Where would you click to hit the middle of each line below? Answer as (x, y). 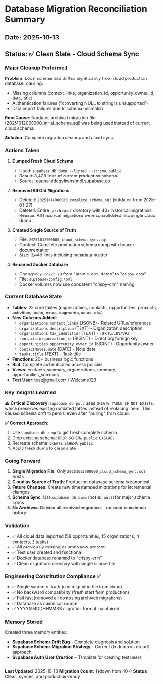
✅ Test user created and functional (47, 552)
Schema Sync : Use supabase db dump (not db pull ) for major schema (81, 497)
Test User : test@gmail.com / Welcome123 (54, 380)
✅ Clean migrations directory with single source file (64, 563)
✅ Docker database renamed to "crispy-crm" (57, 558)
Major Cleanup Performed (36, 68)
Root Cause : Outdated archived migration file (50, 118)
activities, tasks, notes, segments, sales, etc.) (57, 313)
